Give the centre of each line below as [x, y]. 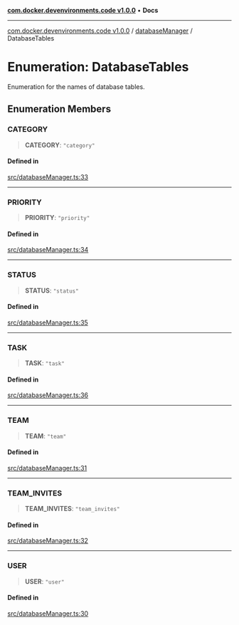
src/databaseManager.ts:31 [47, 468]
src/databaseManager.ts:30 [48, 613]
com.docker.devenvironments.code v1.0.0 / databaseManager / [100, 31]
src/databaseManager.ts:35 [48, 322]
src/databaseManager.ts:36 [48, 395]
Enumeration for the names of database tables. [76, 86]
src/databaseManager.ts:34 [48, 250]
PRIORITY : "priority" [57, 218]
